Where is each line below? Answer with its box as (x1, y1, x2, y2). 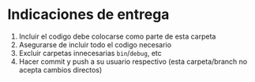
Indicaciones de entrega (7, 6, 170, 24)
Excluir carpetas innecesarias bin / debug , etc (18, 48, 163, 58)
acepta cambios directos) (18, 65, 103, 74)
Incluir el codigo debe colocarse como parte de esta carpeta (18, 32, 216, 41)
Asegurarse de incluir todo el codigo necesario (18, 39, 171, 49)
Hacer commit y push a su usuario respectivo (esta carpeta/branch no (18, 57, 248, 66)
